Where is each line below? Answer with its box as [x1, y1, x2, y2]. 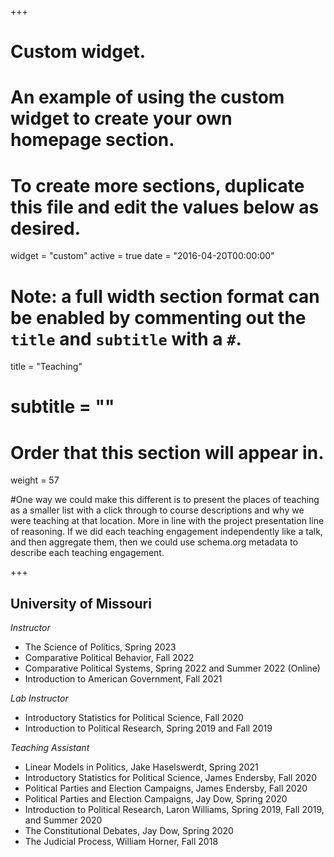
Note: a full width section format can [10, 285, 320, 308]
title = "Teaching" [10, 361, 83, 373]
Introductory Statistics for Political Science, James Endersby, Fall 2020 [24, 772, 318, 784]
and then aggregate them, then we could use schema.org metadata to [10, 536, 298, 548]
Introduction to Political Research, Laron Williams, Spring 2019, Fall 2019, [24, 804, 325, 816]
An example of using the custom [10, 86, 285, 109]
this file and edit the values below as [10, 196, 320, 218]
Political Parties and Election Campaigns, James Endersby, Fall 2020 [24, 782, 308, 795]
